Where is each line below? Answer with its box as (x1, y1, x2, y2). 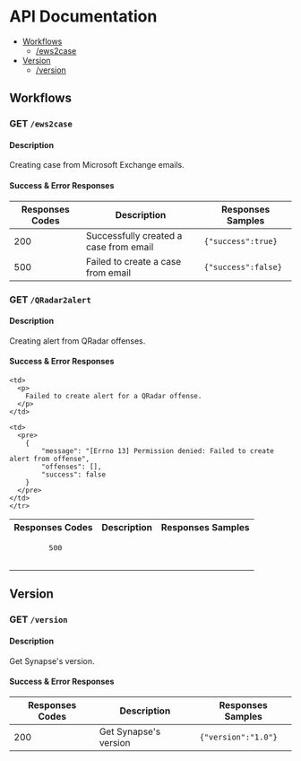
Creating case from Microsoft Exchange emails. (9, 160, 185, 171)
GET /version (9, 613, 68, 625)
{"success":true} (203, 236, 278, 246)
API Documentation (9, 6, 158, 27)
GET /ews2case (9, 118, 73, 130)
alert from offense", (9, 454, 90, 463)
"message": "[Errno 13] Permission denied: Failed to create (41, 446, 275, 455)
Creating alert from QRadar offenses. (9, 335, 146, 346)
